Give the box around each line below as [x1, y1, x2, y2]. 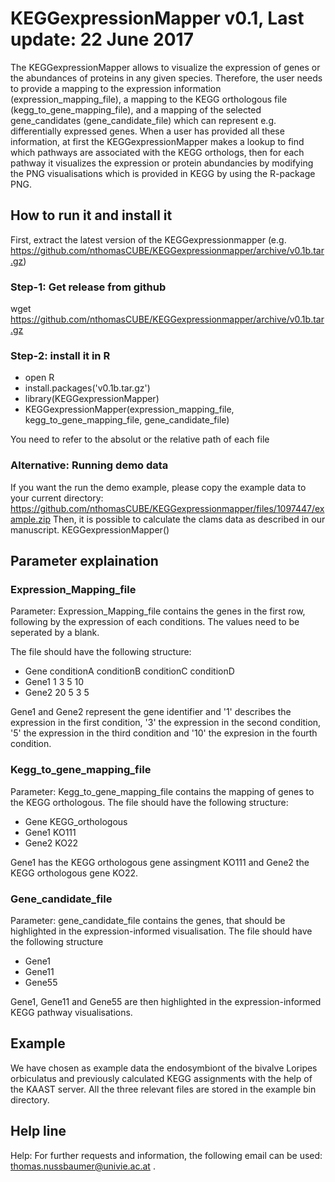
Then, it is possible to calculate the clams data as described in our [52, 513, 326, 525]
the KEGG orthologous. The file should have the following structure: [10, 796, 289, 808]
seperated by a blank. [10, 627, 100, 639]
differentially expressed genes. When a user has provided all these [10, 125, 285, 137]
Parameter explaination [10, 553, 159, 570]
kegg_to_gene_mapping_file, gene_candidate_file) [24, 414, 230, 426]
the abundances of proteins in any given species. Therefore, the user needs [10, 72, 323, 84]
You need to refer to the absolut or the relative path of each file [10, 433, 270, 446]
